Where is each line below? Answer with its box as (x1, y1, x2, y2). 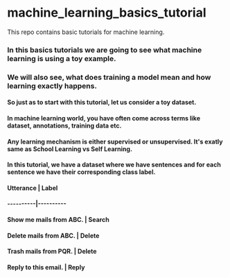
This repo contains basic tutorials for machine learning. (7, 28, 165, 36)
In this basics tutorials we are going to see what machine (7, 45, 202, 55)
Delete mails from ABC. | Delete (7, 231, 100, 240)
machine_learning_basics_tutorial (7, 5, 206, 21)
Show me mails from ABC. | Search (7, 215, 109, 223)
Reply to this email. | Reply (7, 263, 85, 271)
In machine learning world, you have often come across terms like (7, 114, 201, 122)
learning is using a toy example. (7, 53, 116, 63)
